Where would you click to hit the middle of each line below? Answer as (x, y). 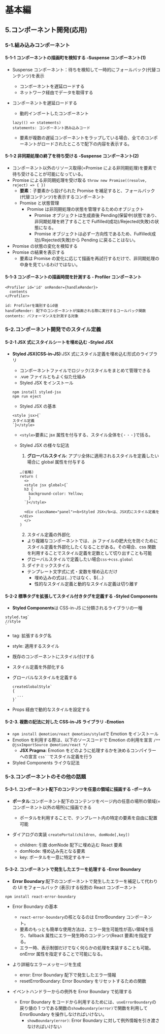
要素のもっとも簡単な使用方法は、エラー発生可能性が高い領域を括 (86, 929)
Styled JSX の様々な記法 (44, 445)
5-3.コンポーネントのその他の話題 (46, 776)
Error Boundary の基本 (35, 906)
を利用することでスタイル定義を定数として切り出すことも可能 (89, 553)
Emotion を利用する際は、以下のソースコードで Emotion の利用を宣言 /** (86, 740)
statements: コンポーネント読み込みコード (51, 128)
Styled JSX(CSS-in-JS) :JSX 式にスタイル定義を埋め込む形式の (76, 354)
